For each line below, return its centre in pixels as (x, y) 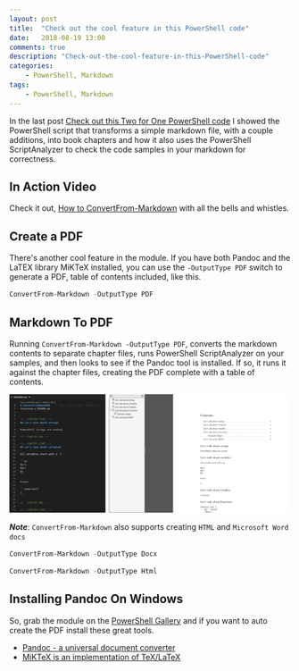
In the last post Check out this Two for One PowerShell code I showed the (145, 121)
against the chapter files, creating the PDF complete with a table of (132, 372)
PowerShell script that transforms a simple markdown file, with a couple (141, 130)
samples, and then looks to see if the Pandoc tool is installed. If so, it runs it (148, 363)
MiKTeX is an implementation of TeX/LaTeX (101, 657)
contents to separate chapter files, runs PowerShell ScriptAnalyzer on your (146, 353)
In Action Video (53, 187)
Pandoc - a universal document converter (99, 647)
